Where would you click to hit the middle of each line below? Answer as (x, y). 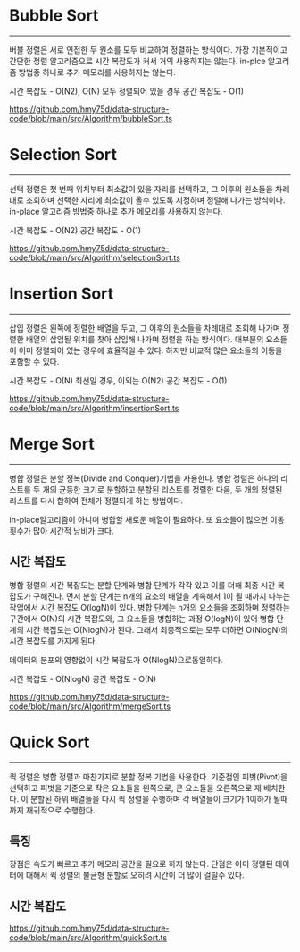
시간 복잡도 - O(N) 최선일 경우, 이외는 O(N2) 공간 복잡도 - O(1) (118, 380)
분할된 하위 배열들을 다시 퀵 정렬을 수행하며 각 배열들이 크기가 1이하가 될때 (159, 799)
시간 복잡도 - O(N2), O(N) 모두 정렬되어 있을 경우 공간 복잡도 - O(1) (126, 91)
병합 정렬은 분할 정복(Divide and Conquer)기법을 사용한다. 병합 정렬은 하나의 (144, 478)
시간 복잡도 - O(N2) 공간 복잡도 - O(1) (75, 230)
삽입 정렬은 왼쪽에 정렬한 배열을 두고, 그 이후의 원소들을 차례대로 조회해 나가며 (145, 328)
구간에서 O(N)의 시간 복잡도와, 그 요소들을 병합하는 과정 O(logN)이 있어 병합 (142, 619)
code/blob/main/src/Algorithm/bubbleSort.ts (91, 118)
